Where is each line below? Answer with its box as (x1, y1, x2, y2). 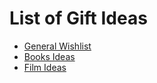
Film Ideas (23, 61, 67, 73)
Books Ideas (23, 50, 76, 62)
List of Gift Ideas (9, 7, 148, 30)
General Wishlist (23, 40, 92, 52)
